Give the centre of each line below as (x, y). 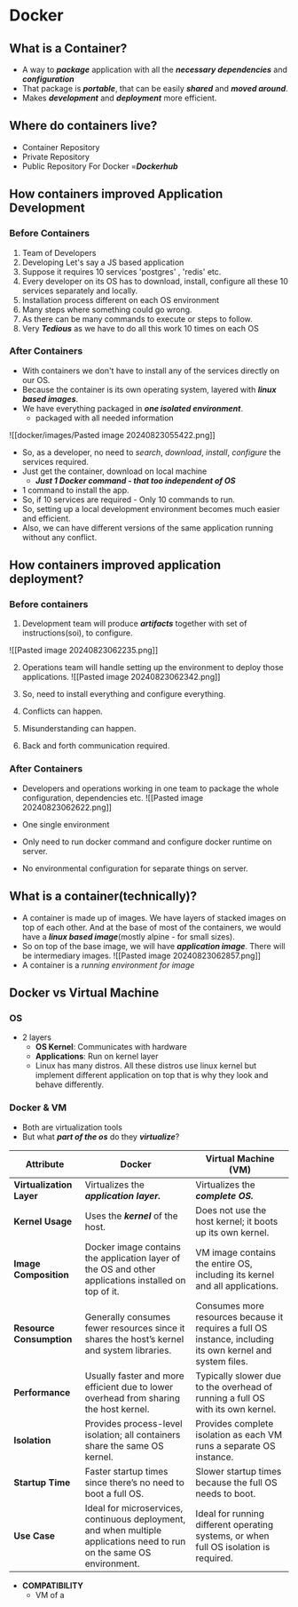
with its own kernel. (236, 1409)
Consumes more (230, 1306)
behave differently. (70, 1084)
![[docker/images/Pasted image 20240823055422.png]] (112, 435)
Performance (42, 1392)
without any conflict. (59, 537)
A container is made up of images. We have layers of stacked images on (154, 917)
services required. (55, 461)
